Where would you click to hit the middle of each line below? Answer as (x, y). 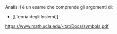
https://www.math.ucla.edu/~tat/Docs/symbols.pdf (57, 26)
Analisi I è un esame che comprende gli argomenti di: (59, 7)
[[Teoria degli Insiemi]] (35, 17)
